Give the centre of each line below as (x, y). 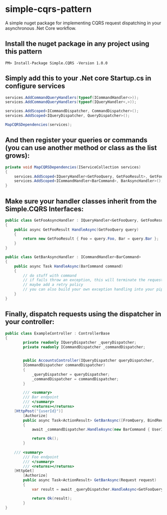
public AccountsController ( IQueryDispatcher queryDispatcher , (89, 361)
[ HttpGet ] (24, 471)
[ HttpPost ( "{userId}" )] (39, 411)
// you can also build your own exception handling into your (89, 289)
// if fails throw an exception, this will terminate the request (93, 280)
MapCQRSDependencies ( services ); (39, 125)
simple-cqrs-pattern (48, 9)
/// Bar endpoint (41, 397)
